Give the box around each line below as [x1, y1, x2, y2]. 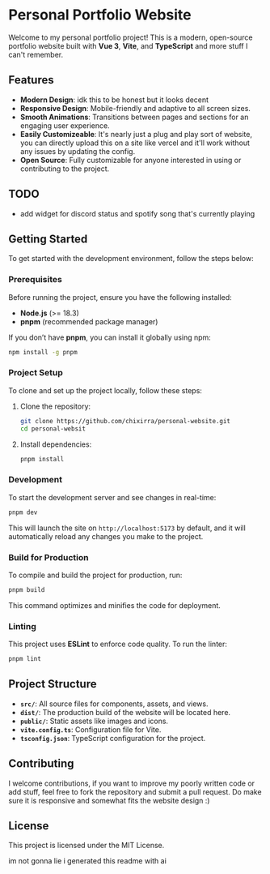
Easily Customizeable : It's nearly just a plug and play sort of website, [19, 129, 253, 139]
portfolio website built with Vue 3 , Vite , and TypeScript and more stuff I [8, 41, 248, 50]
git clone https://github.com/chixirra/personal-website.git [19, 417, 231, 425]
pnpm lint [8, 655, 42, 663]
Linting [8, 620, 36, 632]
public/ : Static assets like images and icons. [19, 716, 168, 726]
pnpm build [8, 585, 45, 593]
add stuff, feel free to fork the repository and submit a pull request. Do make [8, 786, 262, 796]
